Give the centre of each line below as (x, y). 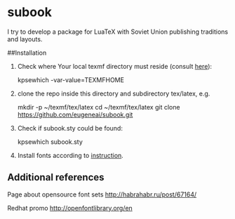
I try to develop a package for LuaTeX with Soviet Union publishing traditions (118, 32)
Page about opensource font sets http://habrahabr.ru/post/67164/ (102, 194)
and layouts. (25, 39)
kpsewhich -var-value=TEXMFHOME (71, 80)
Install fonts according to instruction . (70, 155)
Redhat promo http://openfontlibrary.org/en (70, 208)
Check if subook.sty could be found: (70, 128)
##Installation (27, 53)
